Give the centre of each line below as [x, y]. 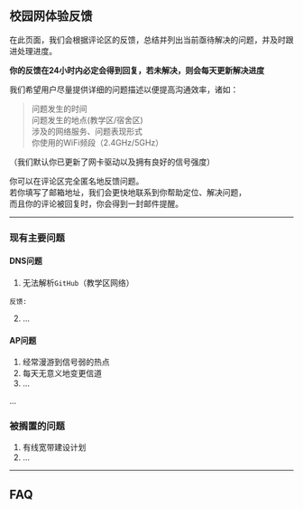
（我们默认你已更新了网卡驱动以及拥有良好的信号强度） [112, 162]
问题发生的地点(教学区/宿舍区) [87, 119]
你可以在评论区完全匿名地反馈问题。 [77, 181]
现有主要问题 [37, 238]
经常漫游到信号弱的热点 [66, 362]
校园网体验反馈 [51, 16]
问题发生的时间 [59, 108]
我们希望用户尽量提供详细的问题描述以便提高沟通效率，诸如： [124, 90]
